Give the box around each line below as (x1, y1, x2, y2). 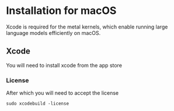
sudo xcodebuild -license (6, 101, 69, 107)
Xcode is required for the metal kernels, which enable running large (6, 23, 168, 30)
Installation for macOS (6, 4, 117, 17)
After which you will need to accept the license (6, 89, 119, 96)
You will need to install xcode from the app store (6, 62, 123, 69)
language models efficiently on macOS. (6, 29, 101, 36)
